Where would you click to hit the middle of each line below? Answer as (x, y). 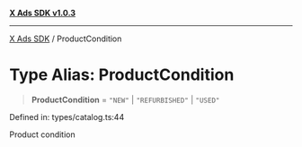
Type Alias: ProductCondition (122, 75)
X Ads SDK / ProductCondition (66, 39)
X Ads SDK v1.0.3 (43, 13)
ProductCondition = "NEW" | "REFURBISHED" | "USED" (125, 99)
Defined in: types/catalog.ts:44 (67, 117)
